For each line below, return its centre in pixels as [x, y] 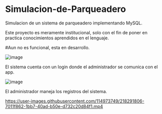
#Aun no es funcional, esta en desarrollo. [47, 47]
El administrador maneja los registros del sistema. [56, 91]
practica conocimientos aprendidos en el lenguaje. [57, 38]
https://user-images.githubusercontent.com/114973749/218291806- [75, 101]
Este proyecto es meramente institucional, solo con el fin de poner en [77, 32]
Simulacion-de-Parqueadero [66, 9]
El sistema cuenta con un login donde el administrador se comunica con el [81, 67]
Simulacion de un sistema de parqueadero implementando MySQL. [74, 23]
